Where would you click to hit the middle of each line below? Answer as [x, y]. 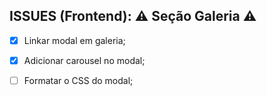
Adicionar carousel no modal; [84, 60]
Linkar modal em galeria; [74, 40]
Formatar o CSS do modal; [78, 80]
